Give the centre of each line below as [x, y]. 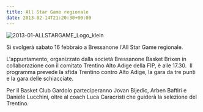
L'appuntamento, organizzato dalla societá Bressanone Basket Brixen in [96, 59]
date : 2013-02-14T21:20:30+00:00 [49, 18]
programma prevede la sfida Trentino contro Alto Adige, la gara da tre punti [101, 72]
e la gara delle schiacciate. [40, 78]
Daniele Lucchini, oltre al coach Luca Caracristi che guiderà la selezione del [102, 97]
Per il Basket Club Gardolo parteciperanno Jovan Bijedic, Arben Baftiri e [97, 90]
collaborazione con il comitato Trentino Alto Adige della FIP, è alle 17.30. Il [99, 65]
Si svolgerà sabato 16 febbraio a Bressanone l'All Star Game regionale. [95, 47]
